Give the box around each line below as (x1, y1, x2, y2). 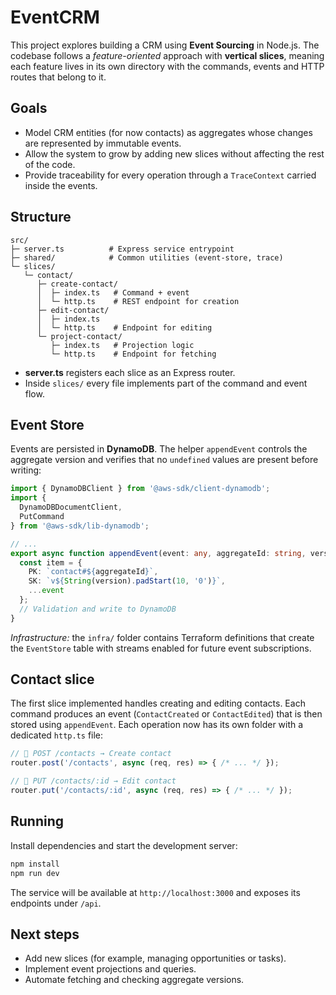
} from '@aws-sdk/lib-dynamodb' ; (10, 521, 150, 531)
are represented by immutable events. (24, 137, 182, 149)
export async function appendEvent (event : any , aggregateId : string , (10, 548, 307, 558)
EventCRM (10, 6, 100, 29)
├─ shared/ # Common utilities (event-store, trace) (10, 252, 284, 263)
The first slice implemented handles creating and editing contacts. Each (10, 697, 306, 710)
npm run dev (10, 868, 60, 878)
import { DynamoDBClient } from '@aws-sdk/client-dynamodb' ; (10, 484, 271, 494)
